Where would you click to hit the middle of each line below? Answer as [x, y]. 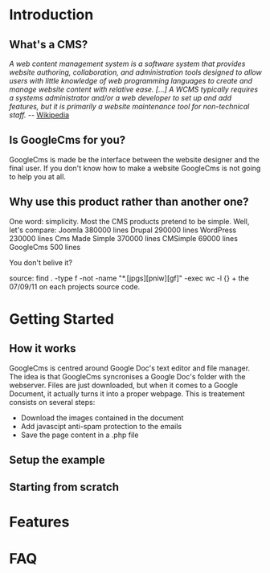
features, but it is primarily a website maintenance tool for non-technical [129, 106]
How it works [43, 348]
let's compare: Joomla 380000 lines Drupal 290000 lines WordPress [123, 230]
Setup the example [57, 460]
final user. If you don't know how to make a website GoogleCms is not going [135, 168]
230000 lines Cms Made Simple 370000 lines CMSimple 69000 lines [123, 238]
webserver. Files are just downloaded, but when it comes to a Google [124, 385]
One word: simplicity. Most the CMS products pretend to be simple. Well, [129, 221]
